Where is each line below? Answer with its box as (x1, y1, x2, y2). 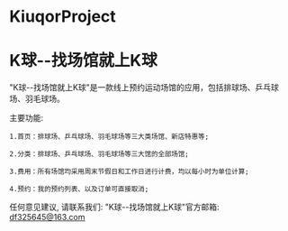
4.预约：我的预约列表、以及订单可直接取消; (9, 185, 149, 194)
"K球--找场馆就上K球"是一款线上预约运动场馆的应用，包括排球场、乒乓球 (9, 82, 279, 93)
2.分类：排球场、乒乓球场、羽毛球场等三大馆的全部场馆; (9, 150, 189, 159)
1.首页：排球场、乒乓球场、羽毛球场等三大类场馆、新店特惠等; (9, 133, 210, 142)
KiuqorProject (9, 6, 117, 27)
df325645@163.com (9, 212, 85, 223)
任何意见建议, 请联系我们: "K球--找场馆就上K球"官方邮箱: (9, 201, 220, 213)
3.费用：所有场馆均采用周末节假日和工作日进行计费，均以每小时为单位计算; (9, 167, 249, 177)
